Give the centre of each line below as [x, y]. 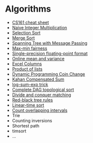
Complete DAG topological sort [43, 89]
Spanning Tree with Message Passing [50, 43]
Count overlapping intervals [40, 110]
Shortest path [26, 125]
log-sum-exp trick [30, 84]
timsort [19, 131]
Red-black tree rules [32, 100]
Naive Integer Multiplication [39, 27]
